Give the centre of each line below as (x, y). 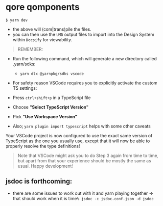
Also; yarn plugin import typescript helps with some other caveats (81, 126)
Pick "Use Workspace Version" (45, 116)
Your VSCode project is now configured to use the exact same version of (79, 135)
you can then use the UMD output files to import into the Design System (83, 34)
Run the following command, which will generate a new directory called (85, 58)
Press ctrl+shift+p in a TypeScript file (52, 98)
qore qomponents (43, 7)
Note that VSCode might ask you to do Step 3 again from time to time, (88, 155)
